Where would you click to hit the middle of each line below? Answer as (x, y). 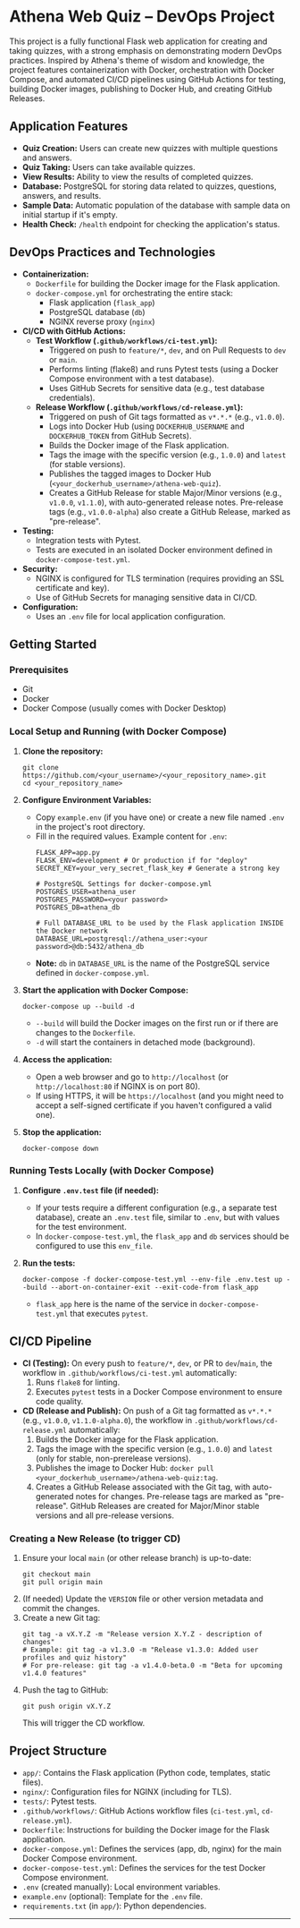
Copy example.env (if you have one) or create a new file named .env (160, 817)
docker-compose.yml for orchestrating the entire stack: (134, 293)
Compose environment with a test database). (132, 379)
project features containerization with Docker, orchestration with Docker (142, 70)
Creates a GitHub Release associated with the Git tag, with (143, 1487)
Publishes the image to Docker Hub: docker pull (125, 1467)
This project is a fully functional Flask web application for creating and (138, 41)
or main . (63, 359)
